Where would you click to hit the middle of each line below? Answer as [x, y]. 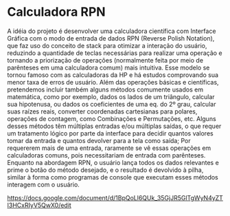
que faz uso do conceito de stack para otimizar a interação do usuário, [107, 45]
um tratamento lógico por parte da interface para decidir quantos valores [111, 133]
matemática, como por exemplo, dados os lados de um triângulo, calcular [111, 96]
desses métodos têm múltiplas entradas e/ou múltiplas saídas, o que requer [114, 126]
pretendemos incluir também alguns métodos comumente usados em [105, 89]
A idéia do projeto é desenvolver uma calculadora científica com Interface [112, 31]
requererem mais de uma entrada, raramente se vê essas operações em [109, 148]
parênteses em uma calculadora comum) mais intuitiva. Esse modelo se [108, 67]
